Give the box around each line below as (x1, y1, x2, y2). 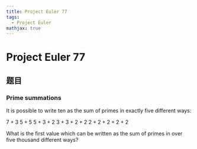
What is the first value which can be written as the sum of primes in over (6, 130, 183, 137)
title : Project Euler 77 (6, 8, 67, 15)
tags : (6, 14, 20, 20)
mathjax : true (6, 25, 41, 31)
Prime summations (6, 93, 62, 102)
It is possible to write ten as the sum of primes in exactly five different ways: (6, 107, 192, 114)
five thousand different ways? (6, 137, 79, 144)
